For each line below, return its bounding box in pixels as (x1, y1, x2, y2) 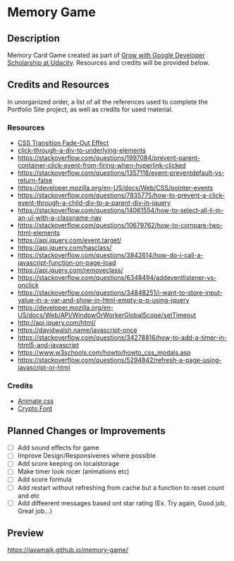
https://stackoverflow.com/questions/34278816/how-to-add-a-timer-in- (17, 333, 227, 342)
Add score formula (17, 475, 72, 483)
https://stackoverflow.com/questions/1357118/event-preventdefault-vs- (17, 168, 225, 177)
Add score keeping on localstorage (17, 460, 120, 468)
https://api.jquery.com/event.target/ (17, 236, 122, 245)
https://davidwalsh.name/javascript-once (17, 326, 137, 335)
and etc (17, 491, 40, 500)
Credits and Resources (7, 79, 110, 91)
